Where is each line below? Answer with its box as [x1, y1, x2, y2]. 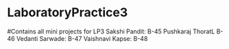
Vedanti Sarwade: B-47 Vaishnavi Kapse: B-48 [16, 34, 148, 42]
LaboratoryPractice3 [7, 5, 128, 20]
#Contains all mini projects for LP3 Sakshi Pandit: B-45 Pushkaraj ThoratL [7, 27, 215, 35]
